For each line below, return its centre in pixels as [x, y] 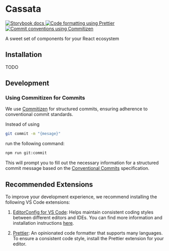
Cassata [23, 9]
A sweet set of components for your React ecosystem [62, 38]
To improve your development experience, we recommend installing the [81, 197]
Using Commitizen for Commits [45, 98]
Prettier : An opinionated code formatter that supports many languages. [88, 233]
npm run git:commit [26, 153]
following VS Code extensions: [38, 202]
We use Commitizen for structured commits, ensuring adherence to [77, 109]
